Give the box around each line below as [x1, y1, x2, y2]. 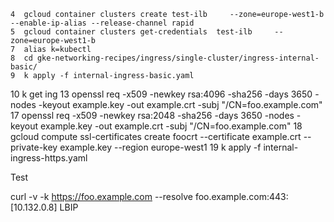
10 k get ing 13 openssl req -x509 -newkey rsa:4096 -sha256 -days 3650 [10, 88, 313, 100]
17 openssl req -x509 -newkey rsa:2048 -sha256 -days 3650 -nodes [10, 110, 295, 121]
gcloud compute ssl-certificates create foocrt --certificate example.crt [10, 131, 302, 142]
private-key [10, 141, 58, 153]
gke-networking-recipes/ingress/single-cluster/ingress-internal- [36, 53, 320, 63]
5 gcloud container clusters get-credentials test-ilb [10, 27, 253, 37]
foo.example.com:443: [194, 191, 289, 202]
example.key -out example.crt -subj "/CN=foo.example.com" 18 [40, 120, 303, 132]
